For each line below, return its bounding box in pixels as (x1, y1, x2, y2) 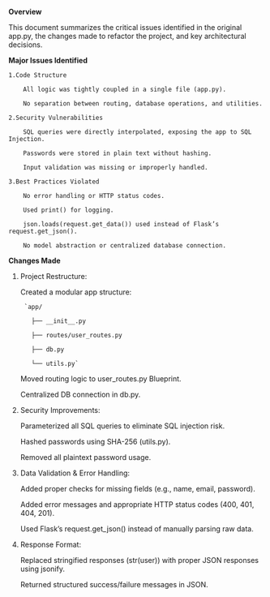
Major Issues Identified (8, 56, 88, 65)
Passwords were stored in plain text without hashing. (23, 149, 212, 157)
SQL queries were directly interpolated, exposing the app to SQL (23, 128, 252, 136)
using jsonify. (19, 564, 65, 573)
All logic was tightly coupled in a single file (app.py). (23, 85, 227, 93)
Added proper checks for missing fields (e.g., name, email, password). (19, 484, 255, 493)
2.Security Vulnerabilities (8, 114, 104, 122)
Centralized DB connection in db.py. (19, 389, 141, 399)
